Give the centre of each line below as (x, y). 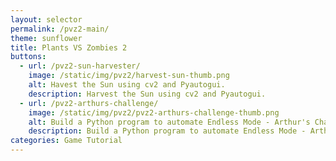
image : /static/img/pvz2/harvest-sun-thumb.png (129, 76)
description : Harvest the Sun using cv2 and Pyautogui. (147, 94)
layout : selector (46, 19)
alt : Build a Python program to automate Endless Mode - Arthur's (169, 122)
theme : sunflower (46, 38)
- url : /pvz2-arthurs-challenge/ (89, 103)
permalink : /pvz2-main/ (60, 29)
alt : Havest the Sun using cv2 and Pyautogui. (127, 85)
